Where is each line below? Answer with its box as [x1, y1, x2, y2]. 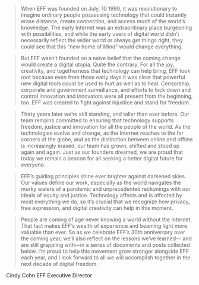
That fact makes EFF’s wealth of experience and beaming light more [20, 222, 188, 229]
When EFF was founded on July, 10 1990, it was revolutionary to [20, 5, 178, 12]
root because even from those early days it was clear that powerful [20, 74, 185, 80]
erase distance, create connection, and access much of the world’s [20, 18, 185, 24]
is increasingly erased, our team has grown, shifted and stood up [20, 142, 180, 149]
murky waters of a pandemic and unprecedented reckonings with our [20, 185, 191, 193]
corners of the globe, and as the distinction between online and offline [20, 136, 193, 142]
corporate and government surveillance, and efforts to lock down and [20, 86, 191, 93]
